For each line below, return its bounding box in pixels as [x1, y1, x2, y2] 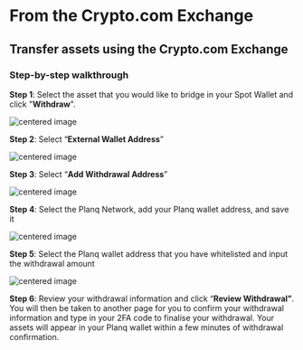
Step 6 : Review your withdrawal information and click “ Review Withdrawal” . [9, 293, 295, 304]
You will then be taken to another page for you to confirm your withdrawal [9, 302, 285, 313]
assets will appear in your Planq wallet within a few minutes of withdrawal [9, 322, 284, 333]
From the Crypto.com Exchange [9, 5, 254, 26]
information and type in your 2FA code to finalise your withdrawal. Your [9, 312, 275, 323]
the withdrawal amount [9, 258, 95, 269]
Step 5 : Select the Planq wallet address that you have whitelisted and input [9, 248, 289, 259]
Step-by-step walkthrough [9, 69, 129, 81]
